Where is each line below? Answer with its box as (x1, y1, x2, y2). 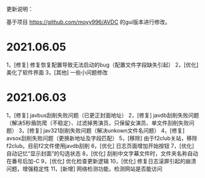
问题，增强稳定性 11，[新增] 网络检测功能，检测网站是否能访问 (6, 165, 163, 172)
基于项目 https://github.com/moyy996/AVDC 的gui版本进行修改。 (6, 18, 171, 26)
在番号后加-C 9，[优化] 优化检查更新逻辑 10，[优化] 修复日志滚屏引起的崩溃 (6, 157, 197, 165)
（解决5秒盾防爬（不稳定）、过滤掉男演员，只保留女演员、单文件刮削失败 (6, 119, 190, 127)
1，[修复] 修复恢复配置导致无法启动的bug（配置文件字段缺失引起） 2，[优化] (6, 61, 199, 69)
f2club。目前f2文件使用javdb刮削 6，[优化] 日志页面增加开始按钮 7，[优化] (6, 142, 195, 149)
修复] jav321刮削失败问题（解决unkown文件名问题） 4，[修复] (29, 127, 185, 134)
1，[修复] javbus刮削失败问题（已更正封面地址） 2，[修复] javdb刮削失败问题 (6, 111, 199, 119)
